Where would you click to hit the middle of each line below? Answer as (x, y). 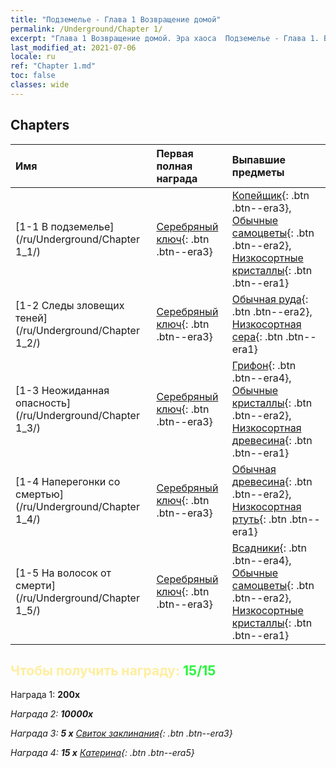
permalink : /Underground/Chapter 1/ (86, 29)
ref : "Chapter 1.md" (53, 66)
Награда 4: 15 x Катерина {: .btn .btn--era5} (102, 753)
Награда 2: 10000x (52, 714)
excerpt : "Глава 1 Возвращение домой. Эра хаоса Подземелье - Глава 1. (165, 38)
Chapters (40, 125)
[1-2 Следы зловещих (70, 305)
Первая (175, 153)
